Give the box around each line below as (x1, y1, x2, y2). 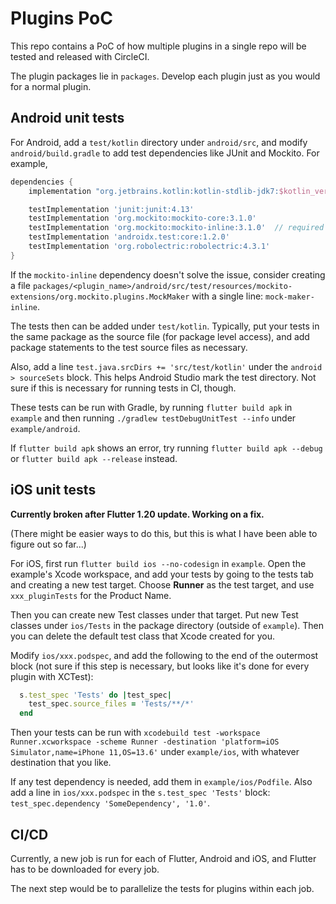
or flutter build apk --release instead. (10, 452, 178, 464)
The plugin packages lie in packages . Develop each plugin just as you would (10, 70, 321, 82)
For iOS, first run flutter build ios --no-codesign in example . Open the (10, 557, 307, 569)
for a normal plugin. (10, 80, 92, 92)
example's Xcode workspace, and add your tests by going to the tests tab (10, 568, 314, 580)
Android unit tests (10, 110, 125, 127)
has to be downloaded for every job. (10, 863, 160, 875)
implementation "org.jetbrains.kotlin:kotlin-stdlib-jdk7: (28, 186, 280, 196)
